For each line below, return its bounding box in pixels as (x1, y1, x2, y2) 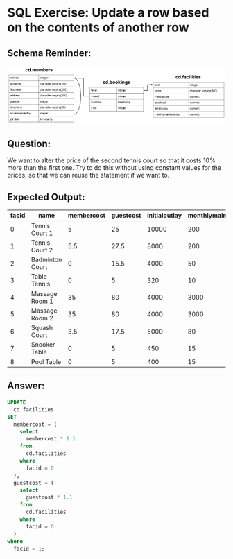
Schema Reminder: (7, 47, 92, 59)
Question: (7, 137, 51, 150)
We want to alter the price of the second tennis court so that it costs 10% (7, 156, 216, 164)
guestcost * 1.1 (25, 494, 73, 501)
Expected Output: (7, 191, 85, 203)
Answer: (7, 379, 45, 391)
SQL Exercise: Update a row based (7, 5, 209, 21)
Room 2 (31, 313, 53, 322)
